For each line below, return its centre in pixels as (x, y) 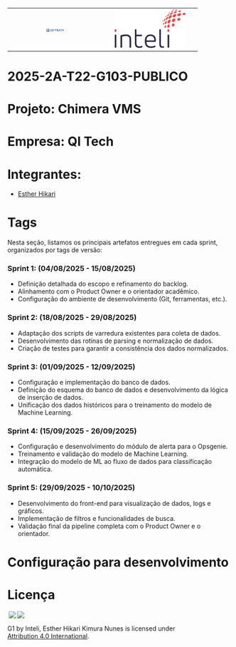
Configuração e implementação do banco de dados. (94, 383)
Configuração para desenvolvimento (118, 562)
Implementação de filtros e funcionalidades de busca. (96, 518)
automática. (35, 469)
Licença (31, 595)
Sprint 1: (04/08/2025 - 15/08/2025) (72, 269)
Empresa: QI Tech (60, 141)
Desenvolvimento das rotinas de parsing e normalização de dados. (116, 341)
